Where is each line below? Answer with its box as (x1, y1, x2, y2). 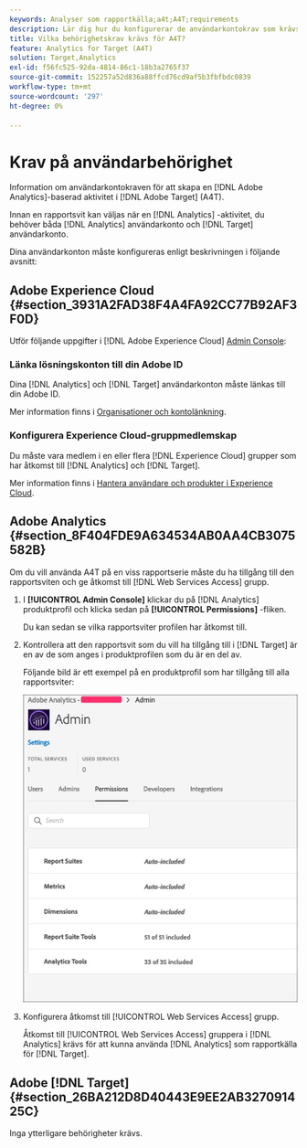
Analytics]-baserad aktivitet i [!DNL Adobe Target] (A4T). (9, 192, 225, 203)
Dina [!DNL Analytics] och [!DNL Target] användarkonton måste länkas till (9, 379, 286, 390)
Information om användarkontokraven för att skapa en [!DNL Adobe (9, 182, 263, 193)
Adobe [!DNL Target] (9, 1075, 130, 1090)
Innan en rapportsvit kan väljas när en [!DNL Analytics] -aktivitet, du (9, 209, 265, 220)
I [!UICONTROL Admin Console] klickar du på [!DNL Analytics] (22, 594, 259, 605)
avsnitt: (9, 256, 37, 267)
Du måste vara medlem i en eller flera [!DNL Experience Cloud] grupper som (9, 450, 297, 461)
